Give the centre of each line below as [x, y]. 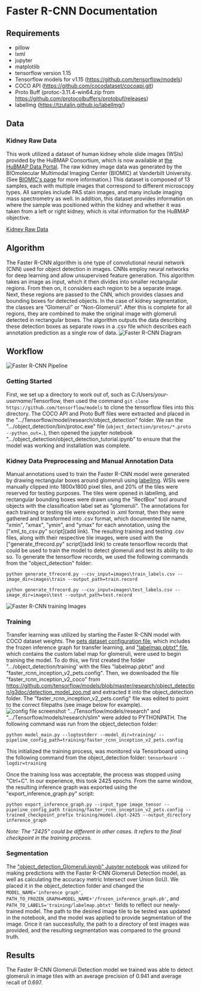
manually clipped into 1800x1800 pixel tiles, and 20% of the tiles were [92, 486]
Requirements [33, 33]
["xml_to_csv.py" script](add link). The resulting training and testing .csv [95, 531]
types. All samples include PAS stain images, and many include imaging [94, 192]
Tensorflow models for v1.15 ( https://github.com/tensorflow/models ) [99, 79]
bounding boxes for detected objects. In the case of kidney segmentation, [97, 300]
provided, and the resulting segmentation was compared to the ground [93, 930]
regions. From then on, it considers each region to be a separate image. [94, 288]
